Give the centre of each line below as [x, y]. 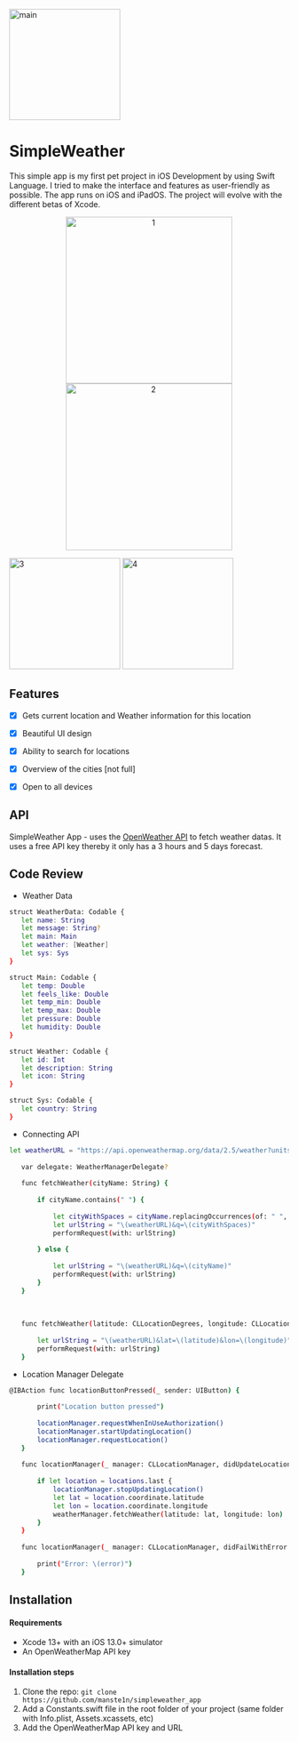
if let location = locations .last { [105, 1481]
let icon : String [53, 1076]
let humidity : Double [61, 1027]
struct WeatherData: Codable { [67, 911]
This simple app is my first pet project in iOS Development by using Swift [142, 176]
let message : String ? [61, 928]
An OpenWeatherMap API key [76, 1652]
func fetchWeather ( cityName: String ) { [94, 1184]
